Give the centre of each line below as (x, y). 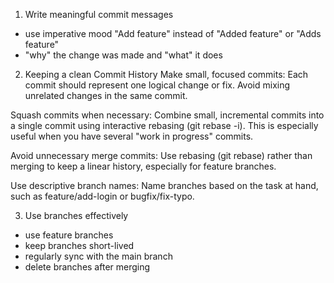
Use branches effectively (76, 215)
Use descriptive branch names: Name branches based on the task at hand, (164, 185)
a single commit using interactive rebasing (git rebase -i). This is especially (164, 125)
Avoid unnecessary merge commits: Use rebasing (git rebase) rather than (161, 155)
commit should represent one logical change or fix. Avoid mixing (157, 85)
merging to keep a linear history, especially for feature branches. (143, 166)
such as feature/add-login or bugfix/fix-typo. (102, 196)
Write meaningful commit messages (99, 14)
